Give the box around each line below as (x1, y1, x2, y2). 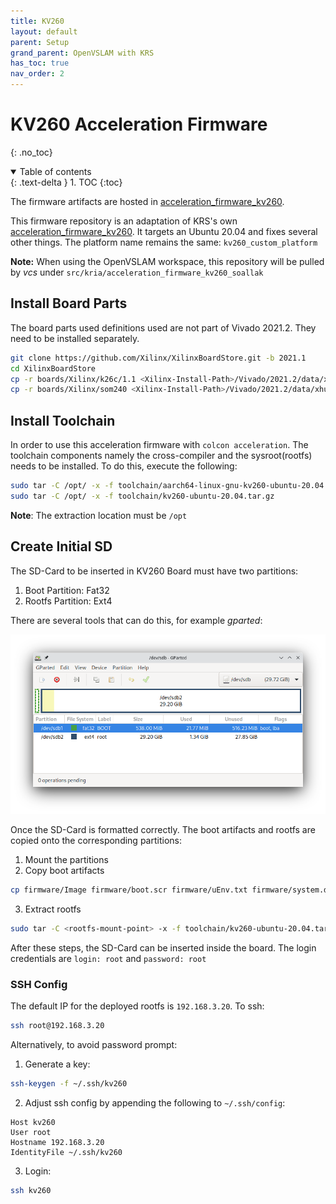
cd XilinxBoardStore (10, 363, 97, 374)
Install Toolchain (10, 412, 116, 429)
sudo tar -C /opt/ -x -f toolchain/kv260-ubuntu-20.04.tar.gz (10, 491, 275, 501)
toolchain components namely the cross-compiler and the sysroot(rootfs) (10, 450, 313, 462)
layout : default (10, 26, 78, 37)
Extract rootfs (24, 903, 82, 915)
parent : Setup (10, 37, 70, 47)
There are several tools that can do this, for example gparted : (10, 614, 263, 626)
